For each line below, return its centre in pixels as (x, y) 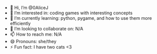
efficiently (20, 23)
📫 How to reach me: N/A (36, 34)
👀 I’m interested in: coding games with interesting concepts (71, 13)
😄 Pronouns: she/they (33, 41)
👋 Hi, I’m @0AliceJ (29, 8)
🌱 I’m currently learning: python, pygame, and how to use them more (81, 18)
